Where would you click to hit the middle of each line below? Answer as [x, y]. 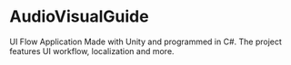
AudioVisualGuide [79, 17]
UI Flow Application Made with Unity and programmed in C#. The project [145, 42]
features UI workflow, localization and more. [92, 51]
